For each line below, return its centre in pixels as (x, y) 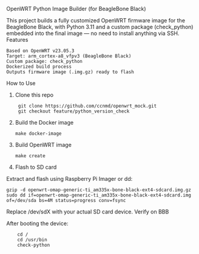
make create (30, 156)
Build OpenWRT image (43, 145)
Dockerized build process (39, 67)
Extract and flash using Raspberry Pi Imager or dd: (69, 179)
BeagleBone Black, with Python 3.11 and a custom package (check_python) (100, 27)
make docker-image (38, 134)
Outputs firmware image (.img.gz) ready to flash (70, 72)
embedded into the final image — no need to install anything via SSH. (93, 33)
